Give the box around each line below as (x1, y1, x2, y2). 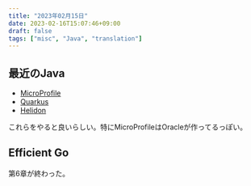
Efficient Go (8, 146, 69, 160)
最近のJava (8, 66, 65, 80)
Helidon (19, 106, 47, 116)
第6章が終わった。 (8, 168, 70, 178)
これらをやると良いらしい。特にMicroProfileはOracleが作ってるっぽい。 (8, 122, 248, 132)
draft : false (8, 27, 52, 35)
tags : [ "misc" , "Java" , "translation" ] (8, 34, 143, 43)
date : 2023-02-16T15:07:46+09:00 (8, 19, 121, 27)
